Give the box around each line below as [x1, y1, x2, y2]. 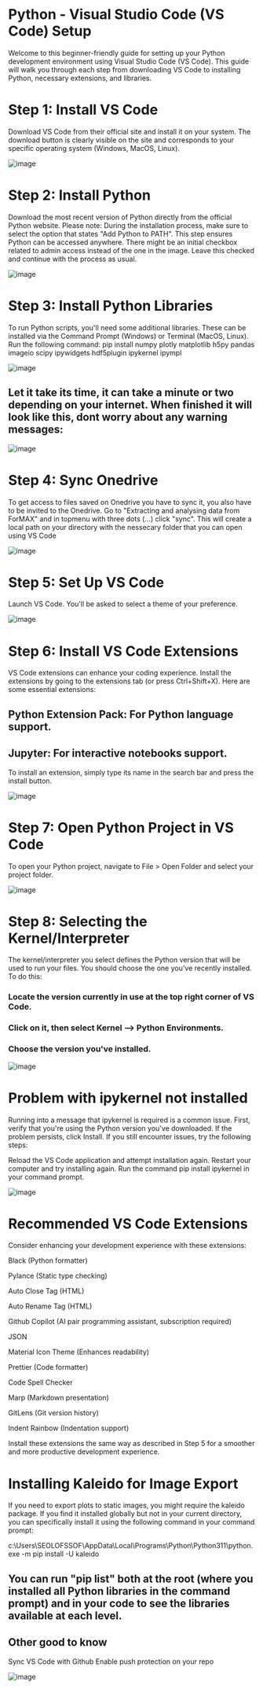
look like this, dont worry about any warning [8, 410, 228, 424]
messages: [8, 423, 64, 436]
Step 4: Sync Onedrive [8, 471, 159, 489]
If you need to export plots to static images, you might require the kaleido [8, 1500, 245, 1511]
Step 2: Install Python [8, 186, 152, 204]
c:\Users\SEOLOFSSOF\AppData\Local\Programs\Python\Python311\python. [8, 1541, 254, 1551]
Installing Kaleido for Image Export [8, 1474, 239, 1492]
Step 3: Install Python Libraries [8, 297, 214, 315]
